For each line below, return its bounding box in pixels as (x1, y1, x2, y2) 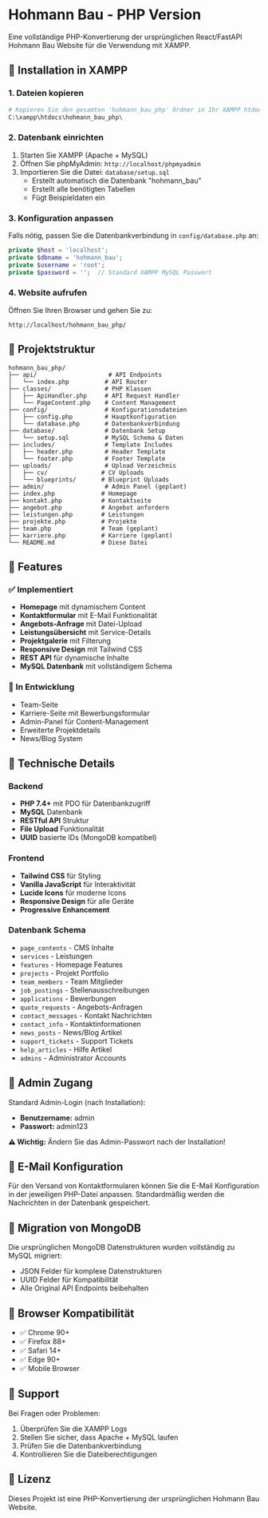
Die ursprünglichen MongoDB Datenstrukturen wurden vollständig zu (8, 1243, 235, 1252)
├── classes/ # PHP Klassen (8, 385, 152, 393)
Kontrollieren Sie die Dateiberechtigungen (19, 1449, 157, 1459)
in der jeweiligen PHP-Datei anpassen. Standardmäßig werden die (8, 1190, 225, 1199)
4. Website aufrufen (8, 287, 88, 299)
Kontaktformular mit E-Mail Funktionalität (19, 611, 158, 620)
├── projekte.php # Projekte (8, 517, 137, 525)
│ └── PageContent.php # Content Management (8, 398, 177, 406)
